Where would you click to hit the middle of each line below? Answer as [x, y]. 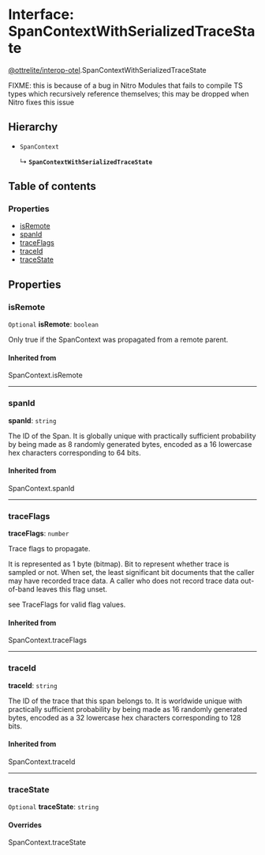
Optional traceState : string [54, 807]
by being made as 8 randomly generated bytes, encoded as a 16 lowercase [130, 444]
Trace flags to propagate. [49, 549]
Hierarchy [33, 127]
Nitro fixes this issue [41, 102]
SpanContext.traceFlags [47, 640]
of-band [22, 589]
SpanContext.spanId [41, 488]
